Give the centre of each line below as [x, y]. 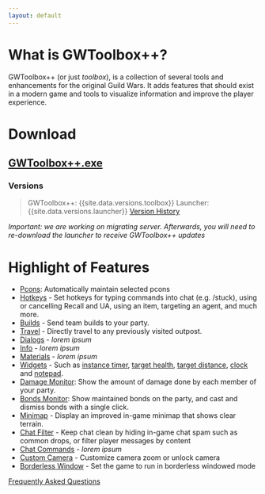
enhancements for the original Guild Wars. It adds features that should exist [131, 85]
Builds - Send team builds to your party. [85, 323]
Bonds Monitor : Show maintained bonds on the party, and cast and [129, 399]
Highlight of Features [79, 267]
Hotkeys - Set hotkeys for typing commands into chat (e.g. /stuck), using [138, 297]
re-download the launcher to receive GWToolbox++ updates [107, 236]
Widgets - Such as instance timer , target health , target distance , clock [134, 365]
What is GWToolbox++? [88, 54]
